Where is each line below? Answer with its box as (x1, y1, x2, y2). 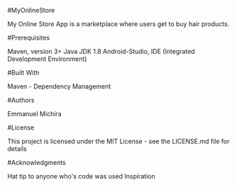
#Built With (7, 69, 40, 76)
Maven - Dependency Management (7, 82, 111, 91)
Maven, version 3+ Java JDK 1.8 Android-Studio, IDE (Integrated (7, 47, 195, 55)
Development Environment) (7, 55, 87, 63)
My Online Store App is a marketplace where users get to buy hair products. (7, 20, 230, 28)
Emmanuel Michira (7, 110, 62, 118)
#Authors (7, 96, 35, 104)
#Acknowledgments (7, 159, 66, 166)
